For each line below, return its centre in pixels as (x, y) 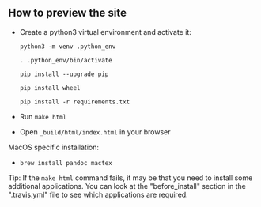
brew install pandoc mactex (66, 163)
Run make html (43, 116)
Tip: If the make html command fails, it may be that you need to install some (130, 178)
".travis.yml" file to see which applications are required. (98, 194)
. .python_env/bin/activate (66, 60)
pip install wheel (50, 88)
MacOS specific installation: (54, 147)
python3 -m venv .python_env (68, 47)
